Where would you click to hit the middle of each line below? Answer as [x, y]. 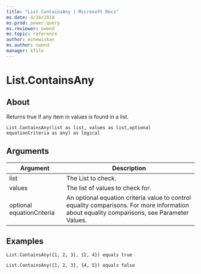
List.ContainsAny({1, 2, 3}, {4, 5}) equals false [71, 266]
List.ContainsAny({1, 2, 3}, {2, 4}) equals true [69, 255]
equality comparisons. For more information [128, 205]
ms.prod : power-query [33, 23]
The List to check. [91, 178]
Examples [25, 241]
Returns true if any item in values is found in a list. [68, 117]
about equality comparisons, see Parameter [127, 212]
